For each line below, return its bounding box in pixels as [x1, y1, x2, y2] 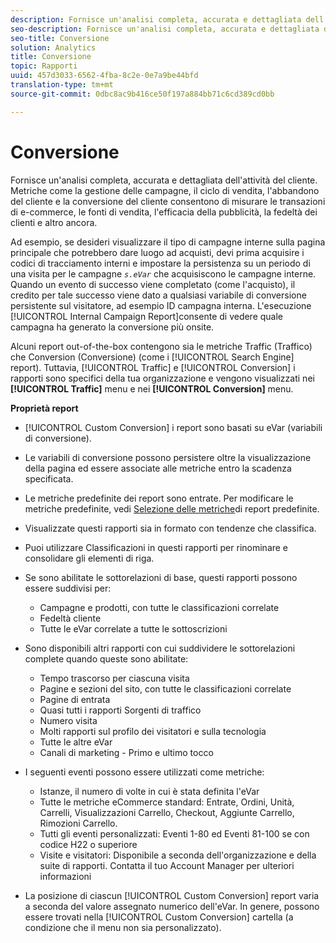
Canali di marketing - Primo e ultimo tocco [39, 746, 214, 758]
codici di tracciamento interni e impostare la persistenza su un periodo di [10, 257, 311, 269]
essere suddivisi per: [24, 582, 112, 594]
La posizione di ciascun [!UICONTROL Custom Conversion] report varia [24, 889, 320, 901]
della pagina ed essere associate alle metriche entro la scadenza [24, 462, 292, 474]
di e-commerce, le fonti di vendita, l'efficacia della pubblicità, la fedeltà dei [10, 206, 318, 218]
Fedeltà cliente [39, 612, 102, 624]
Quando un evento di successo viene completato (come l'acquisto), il [10, 278, 296, 290]
